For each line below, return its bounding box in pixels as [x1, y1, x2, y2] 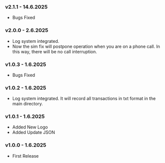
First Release [12, 153, 39, 159]
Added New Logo [12, 124, 48, 130]
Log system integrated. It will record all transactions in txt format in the [12, 96, 156, 101]
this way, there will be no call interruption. [12, 48, 97, 55]
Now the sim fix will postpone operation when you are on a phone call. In [12, 43, 160, 49]
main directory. [12, 101, 43, 107]
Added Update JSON [12, 130, 55, 135]
